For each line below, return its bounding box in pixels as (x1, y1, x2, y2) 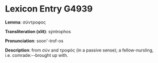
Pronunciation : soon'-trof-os (5, 38, 64, 44)
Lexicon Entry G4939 (5, 3, 93, 14)
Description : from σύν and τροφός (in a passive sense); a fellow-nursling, (5, 47, 154, 53)
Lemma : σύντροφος (5, 19, 46, 25)
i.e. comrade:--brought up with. (5, 52, 69, 58)
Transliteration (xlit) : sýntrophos (5, 28, 71, 34)
